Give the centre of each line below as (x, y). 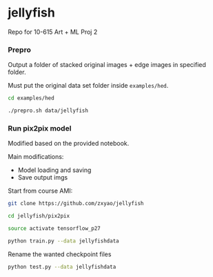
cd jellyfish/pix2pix (39, 216)
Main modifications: (36, 157)
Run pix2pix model (40, 128)
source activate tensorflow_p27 (54, 229)
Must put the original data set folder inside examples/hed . (88, 86)
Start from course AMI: (40, 191)
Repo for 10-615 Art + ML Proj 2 (53, 32)
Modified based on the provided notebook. (69, 144)
